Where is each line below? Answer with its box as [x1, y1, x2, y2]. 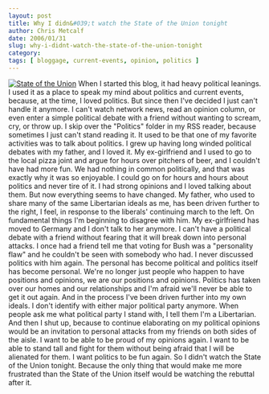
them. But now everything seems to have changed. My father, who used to [8, 190, 255, 199]
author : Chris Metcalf [8, 27, 84, 35]
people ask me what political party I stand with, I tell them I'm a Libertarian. [8, 309, 257, 318]
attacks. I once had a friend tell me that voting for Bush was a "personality [8, 240, 254, 250]
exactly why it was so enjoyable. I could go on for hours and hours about [8, 172, 249, 182]
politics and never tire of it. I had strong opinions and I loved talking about [8, 181, 251, 191]
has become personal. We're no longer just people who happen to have [8, 266, 245, 276]
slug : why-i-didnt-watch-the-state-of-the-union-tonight [8, 42, 203, 50]
